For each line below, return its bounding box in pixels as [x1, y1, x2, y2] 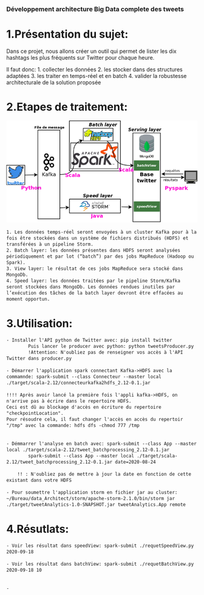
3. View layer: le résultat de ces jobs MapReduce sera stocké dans [6, 266, 183, 272]
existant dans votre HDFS [6, 477, 72, 484]
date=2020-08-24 [115, 459, 156, 465]
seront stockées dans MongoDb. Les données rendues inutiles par [6, 284, 175, 290]
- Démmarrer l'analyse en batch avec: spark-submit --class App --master [6, 441, 197, 447]
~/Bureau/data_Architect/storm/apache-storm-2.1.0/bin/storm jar [6, 496, 175, 502]
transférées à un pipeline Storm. [6, 241, 94, 248]
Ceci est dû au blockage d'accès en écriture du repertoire [6, 404, 162, 410]
